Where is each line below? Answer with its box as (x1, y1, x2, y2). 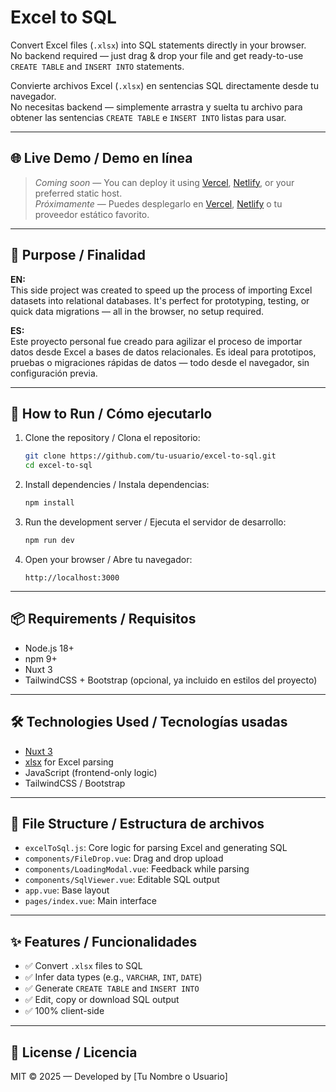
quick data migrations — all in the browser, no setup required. (10, 305, 265, 317)
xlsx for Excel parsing (24, 756, 114, 768)
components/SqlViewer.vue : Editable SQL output (24, 874, 220, 886)
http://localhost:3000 (24, 572, 120, 583)
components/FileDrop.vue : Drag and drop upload (24, 852, 224, 865)
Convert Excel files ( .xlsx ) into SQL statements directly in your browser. (10, 39, 307, 51)
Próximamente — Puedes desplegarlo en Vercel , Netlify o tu (34, 197, 283, 210)
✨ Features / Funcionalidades (10, 933, 198, 950)
